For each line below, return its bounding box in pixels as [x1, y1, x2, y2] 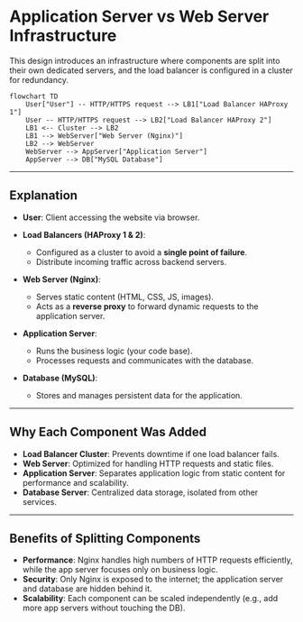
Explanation [9, 188, 78, 204]
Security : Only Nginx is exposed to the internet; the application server [22, 574, 284, 585]
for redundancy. [9, 74, 69, 85]
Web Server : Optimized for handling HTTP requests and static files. [22, 458, 274, 469]
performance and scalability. [22, 477, 129, 488]
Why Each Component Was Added [9, 425, 207, 440]
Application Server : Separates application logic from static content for [22, 467, 286, 479]
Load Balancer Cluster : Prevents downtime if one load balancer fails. [22, 448, 280, 459]
